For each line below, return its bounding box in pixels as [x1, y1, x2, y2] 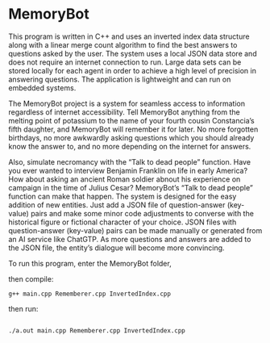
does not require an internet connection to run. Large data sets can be [8, 57, 242, 67]
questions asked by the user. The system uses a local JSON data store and [8, 48, 257, 58]
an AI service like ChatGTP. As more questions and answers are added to [8, 234, 251, 244]
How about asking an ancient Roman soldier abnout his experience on [8, 174, 241, 184]
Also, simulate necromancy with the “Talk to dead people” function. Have [8, 157, 251, 166]
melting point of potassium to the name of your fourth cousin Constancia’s [8, 115, 255, 125]
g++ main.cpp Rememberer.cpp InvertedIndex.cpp [8, 290, 172, 298]
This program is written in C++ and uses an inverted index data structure [8, 31, 250, 41]
